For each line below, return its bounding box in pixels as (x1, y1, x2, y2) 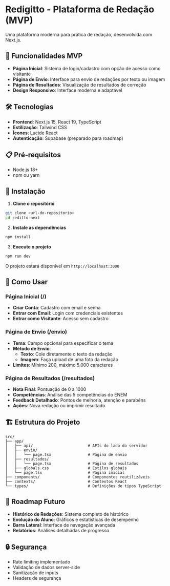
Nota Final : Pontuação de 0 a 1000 (12, 386, 87, 392)
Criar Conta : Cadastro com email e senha (12, 305, 101, 311)
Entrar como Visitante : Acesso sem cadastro (12, 316, 109, 322)
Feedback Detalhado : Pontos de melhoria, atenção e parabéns (12, 397, 146, 403)
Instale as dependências (12, 224, 67, 231)
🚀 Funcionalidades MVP (5, 52, 83, 60)
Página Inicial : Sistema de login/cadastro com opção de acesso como (12, 65, 161, 71)
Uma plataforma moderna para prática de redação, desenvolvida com (5, 31, 153, 37)
